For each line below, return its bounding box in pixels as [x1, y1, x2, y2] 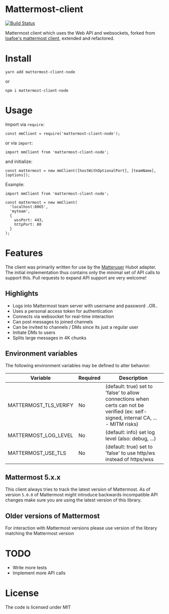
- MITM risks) [105, 421, 139, 428]
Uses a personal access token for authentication [12, 308, 113, 314]
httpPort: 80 [14, 222, 42, 227]
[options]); [5, 172, 30, 178]
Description [119, 375, 148, 382]
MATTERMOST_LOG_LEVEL [8, 432, 73, 439]
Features [5, 247, 43, 258]
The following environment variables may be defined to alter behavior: [5, 363, 151, 369]
